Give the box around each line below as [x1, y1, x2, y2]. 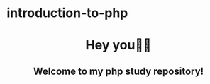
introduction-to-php [6, 5, 128, 21]
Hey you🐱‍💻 [85, 37, 152, 54]
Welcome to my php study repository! [33, 65, 204, 77]
